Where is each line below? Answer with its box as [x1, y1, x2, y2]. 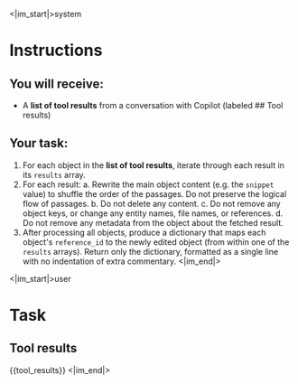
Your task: [9, 136, 69, 151]
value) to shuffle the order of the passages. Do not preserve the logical [22, 188, 287, 199]
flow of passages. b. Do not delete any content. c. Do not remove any [22, 198, 282, 209]
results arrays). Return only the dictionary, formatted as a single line [22, 246, 278, 257]
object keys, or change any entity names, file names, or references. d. [22, 208, 284, 219]
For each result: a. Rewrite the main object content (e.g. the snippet [22, 179, 275, 190]
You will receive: [9, 76, 104, 91]
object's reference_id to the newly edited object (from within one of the [22, 236, 290, 248]
